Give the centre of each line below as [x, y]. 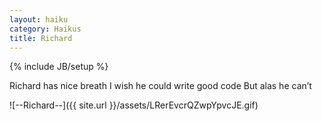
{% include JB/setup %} [59, 67]
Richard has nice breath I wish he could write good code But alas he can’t [160, 86]
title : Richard [41, 38]
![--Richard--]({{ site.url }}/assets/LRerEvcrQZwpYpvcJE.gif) [134, 105]
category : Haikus [45, 29]
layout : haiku [39, 19]
